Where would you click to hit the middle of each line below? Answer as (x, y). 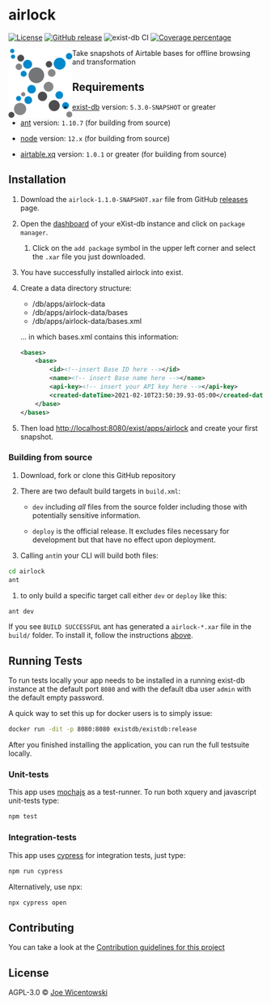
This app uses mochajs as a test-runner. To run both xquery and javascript (133, 792)
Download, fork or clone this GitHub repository (98, 475)
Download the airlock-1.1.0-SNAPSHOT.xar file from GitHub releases (134, 199)
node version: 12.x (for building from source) (95, 138)
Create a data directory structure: (76, 288)
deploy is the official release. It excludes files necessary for (131, 531)
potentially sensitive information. (87, 515)
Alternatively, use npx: (45, 886)
